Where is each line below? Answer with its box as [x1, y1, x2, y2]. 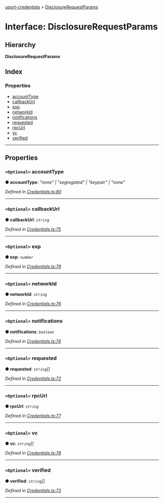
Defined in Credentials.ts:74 [5, 338, 61, 344]
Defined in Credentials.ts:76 [5, 301, 61, 307]
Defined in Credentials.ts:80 [5, 189, 62, 195]
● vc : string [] [5, 440, 34, 446]
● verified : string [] [5, 478, 45, 484]
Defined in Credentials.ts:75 [5, 226, 61, 232]
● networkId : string [5, 292, 47, 297]
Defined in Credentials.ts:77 [5, 413, 61, 419]
